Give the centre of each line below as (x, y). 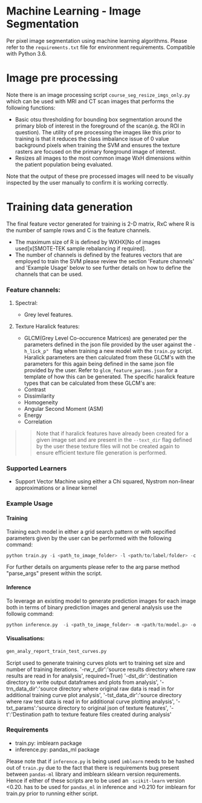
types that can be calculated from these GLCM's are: (90, 383)
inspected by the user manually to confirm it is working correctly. (87, 182)
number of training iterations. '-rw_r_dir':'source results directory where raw (101, 669)
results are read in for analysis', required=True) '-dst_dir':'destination (92, 675)
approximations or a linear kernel (56, 488)
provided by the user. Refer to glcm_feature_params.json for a (101, 370)
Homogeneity (41, 402)
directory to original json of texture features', (113, 708)
